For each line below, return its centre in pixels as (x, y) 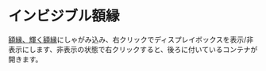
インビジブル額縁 (64, 16)
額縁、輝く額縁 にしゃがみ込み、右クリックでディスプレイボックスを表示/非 (131, 39)
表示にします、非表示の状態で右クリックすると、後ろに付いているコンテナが (133, 49)
